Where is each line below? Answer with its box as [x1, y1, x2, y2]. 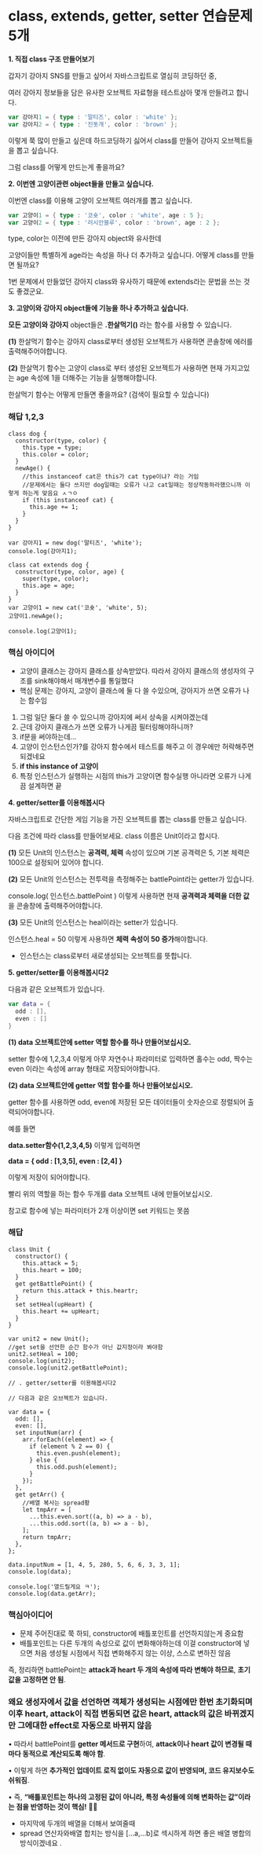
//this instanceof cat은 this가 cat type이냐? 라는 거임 [22, 472, 199, 480]
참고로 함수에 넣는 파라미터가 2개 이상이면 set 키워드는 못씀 [8, 1205, 190, 1215]
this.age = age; [22, 581, 76, 589]
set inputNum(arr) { [15, 1428, 82, 1436]
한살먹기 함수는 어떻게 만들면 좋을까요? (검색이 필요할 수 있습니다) [8, 390, 210, 399]
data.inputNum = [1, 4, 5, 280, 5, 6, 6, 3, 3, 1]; [8, 1560, 181, 1568]
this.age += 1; [28, 503, 79, 511]
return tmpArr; [22, 1533, 72, 1541]
